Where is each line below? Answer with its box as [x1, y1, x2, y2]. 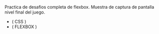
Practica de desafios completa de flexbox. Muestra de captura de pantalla [4, 4, 155, 10]
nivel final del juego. [4, 9, 45, 15]
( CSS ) [11, 19, 26, 24]
